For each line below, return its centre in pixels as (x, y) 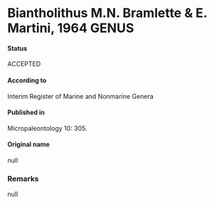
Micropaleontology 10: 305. (47, 128)
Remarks (23, 178)
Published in (26, 112)
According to (27, 80)
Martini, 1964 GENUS (71, 28)
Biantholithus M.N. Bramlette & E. (107, 13)
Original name (28, 144)
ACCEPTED (24, 64)
